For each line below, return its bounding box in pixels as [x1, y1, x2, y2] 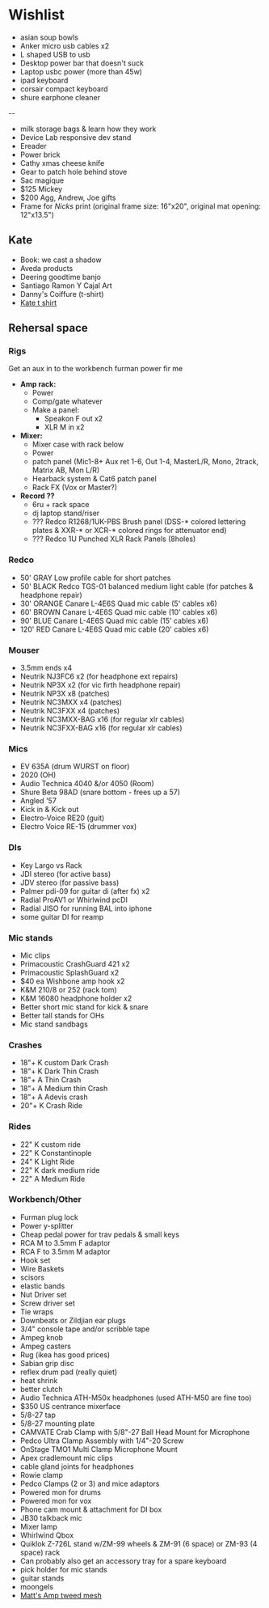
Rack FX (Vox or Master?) [32, 483, 118, 493]
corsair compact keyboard [19, 83, 108, 94]
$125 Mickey [19, 184, 63, 193]
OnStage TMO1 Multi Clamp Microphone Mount [19, 1444, 178, 1454]
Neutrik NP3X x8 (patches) [19, 689, 111, 699]
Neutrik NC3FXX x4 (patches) [19, 706, 120, 716]
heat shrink [19, 1375, 58, 1385]
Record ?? [19, 491, 55, 501]
